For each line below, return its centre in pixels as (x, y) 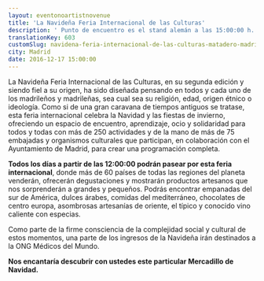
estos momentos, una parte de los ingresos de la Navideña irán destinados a (132, 238)
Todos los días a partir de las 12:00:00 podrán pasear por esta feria (120, 164)
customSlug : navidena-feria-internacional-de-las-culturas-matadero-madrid (135, 45)
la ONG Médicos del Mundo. (54, 246)
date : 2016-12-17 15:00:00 (52, 60)
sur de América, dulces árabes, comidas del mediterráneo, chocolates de (127, 197)
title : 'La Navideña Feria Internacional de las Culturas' (107, 23)
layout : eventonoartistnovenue (59, 15)
